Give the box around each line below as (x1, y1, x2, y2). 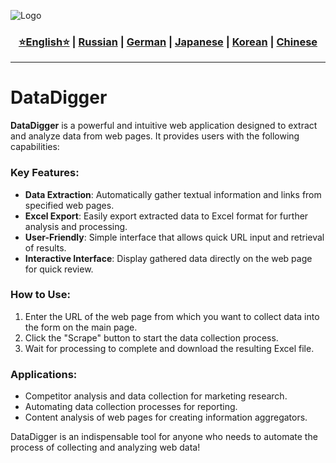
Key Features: (10, 166, 80, 180)
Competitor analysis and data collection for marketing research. (24, 390, 288, 402)
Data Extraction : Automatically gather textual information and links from (24, 188, 322, 200)
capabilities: (10, 141, 60, 153)
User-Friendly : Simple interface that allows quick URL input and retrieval (24, 231, 325, 243)
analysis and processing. (24, 220, 128, 232)
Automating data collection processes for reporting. (24, 401, 238, 413)
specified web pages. (24, 199, 115, 211)
